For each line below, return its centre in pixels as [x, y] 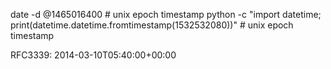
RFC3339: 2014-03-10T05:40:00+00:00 [93, 55]
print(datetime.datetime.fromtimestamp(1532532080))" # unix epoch [152, 25]
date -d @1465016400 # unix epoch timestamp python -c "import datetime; [166, 14]
